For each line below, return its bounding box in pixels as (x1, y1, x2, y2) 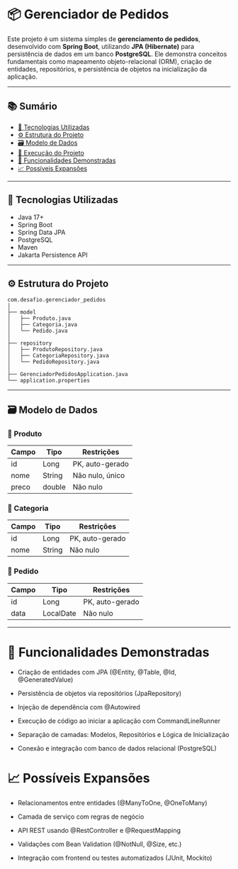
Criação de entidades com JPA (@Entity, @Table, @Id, (17, 668, 177, 676)
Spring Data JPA (17, 228, 66, 236)
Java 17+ (17, 213, 44, 221)
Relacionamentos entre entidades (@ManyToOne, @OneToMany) (17, 798, 208, 807)
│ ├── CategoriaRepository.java (7, 353, 110, 360)
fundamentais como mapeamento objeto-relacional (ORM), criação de (7, 57, 212, 65)
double (42, 482, 66, 492)
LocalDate (42, 608, 76, 618)
